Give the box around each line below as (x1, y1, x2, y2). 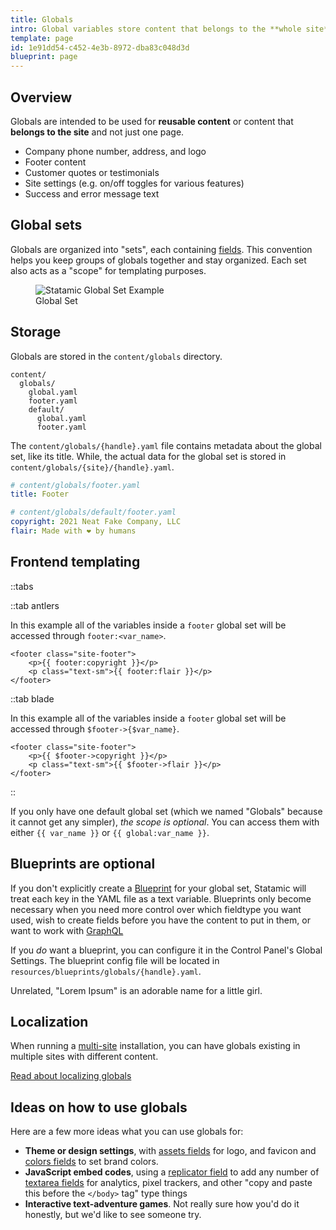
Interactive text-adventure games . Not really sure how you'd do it (24, 1198, 300, 1210)
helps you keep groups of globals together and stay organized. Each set (10, 254, 307, 266)
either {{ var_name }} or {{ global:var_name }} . (10, 826, 210, 838)
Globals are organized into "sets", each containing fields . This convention (10, 243, 313, 255)
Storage (10, 324, 62, 341)
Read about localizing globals (10, 1070, 132, 1082)
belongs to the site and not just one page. (10, 126, 185, 138)
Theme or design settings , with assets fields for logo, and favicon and (24, 1145, 317, 1157)
